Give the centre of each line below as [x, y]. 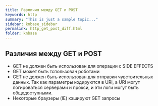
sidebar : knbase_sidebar [31, 24]
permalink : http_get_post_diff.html [44, 29]
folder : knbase [21, 33]
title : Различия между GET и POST [42, 10]
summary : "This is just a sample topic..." [52, 19]
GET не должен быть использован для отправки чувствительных [83, 77]
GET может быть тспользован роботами [56, 71]
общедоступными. [33, 93]
